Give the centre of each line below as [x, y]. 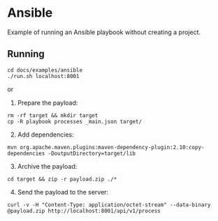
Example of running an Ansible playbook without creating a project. [104, 32]
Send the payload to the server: [63, 192]
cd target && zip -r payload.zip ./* [62, 179]
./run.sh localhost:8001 [43, 76]
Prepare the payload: [48, 102]
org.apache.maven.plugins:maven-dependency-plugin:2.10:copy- [112, 147]
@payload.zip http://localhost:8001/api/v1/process [84, 211]
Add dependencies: [46, 135]
